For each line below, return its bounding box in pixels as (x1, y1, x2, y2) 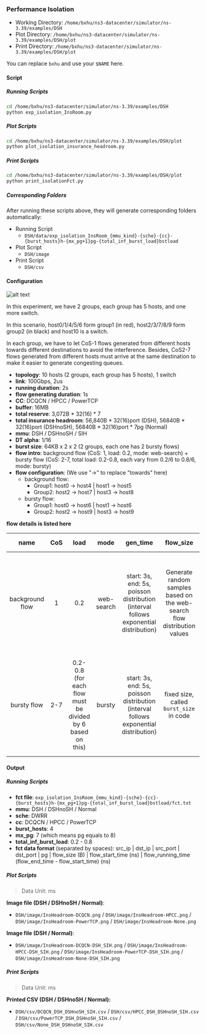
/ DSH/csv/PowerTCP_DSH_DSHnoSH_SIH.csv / (15, 1014, 121, 1021)
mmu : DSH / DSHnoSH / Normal (15, 805, 97, 812)
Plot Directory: (15, 31, 52, 38)
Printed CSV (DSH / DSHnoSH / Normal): (6, 995, 111, 1003)
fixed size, (164, 690, 194, 699)
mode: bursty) (15, 462, 51, 470)
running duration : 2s (15, 384, 69, 392)
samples (167, 583, 192, 592)
